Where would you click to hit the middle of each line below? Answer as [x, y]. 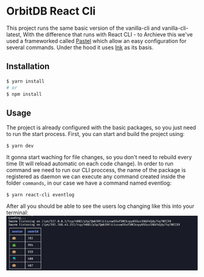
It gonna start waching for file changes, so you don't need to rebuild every [99, 157]
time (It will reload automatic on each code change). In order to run [90, 164]
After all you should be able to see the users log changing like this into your [100, 206]
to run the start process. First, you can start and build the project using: [96, 134]
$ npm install [24, 94]
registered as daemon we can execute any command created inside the [96, 177]
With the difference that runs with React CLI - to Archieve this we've [108, 34]
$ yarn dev [20, 146]
